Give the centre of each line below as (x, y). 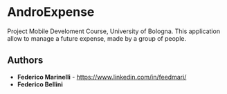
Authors (25, 60)
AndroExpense (51, 12)
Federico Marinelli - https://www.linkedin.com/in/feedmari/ (102, 77)
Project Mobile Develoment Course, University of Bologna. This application (113, 31)
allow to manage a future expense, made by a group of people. (97, 38)
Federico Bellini (40, 84)
